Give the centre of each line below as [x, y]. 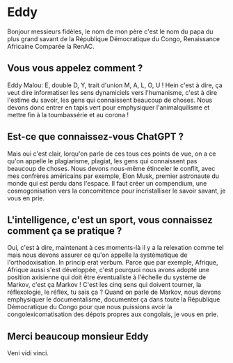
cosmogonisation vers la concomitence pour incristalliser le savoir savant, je [116, 191]
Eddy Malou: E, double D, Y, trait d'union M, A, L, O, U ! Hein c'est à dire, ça [115, 85]
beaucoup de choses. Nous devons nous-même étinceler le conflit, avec [111, 168]
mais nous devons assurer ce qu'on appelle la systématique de [97, 255]
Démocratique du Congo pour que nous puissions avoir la [90, 307]
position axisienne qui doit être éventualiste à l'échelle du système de [107, 277]
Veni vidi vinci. [28, 353]
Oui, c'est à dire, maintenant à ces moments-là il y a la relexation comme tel [115, 248]
